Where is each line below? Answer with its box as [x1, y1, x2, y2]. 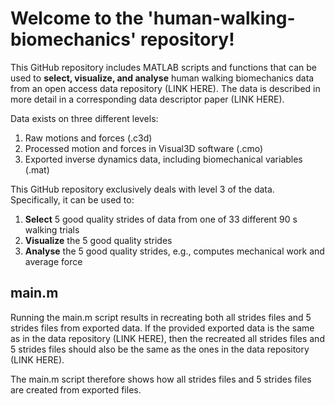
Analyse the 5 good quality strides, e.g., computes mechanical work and [24, 245, 325, 257]
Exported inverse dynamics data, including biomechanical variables [24, 153, 303, 165]
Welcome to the [10, 7, 144, 30]
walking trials [24, 223, 80, 236]
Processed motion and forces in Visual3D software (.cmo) [24, 142, 264, 154]
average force [24, 255, 83, 267]
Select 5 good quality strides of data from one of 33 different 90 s [24, 213, 298, 225]
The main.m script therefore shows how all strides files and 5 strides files [10, 373, 312, 385]
